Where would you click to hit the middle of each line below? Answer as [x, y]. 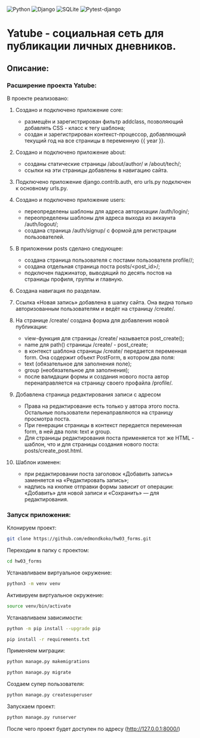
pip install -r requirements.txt [48, 639]
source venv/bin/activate [39, 606]
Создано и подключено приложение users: [70, 199]
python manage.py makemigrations [48, 662]
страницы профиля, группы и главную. [74, 279]
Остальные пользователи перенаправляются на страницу [99, 412]
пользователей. [44, 237]
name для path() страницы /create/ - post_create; [86, 344]
